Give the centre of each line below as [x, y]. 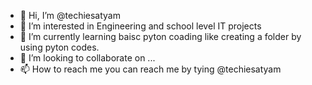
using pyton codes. [59, 47]
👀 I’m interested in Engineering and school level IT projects [140, 26]
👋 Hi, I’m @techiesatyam [70, 15]
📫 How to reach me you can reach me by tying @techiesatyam [150, 69]
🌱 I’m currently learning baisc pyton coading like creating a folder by [160, 36]
